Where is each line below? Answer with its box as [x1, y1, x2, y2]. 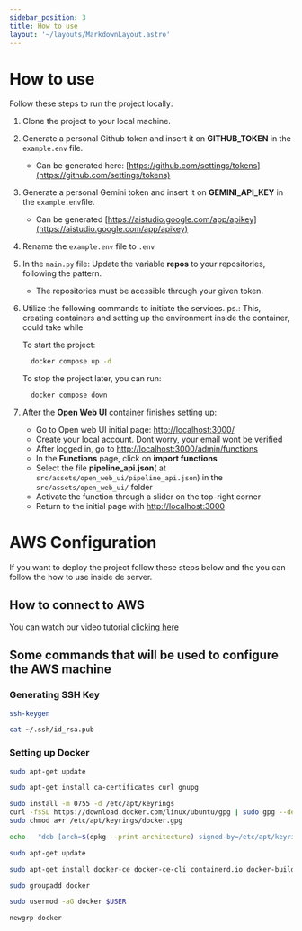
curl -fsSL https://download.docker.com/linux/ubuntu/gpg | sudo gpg [9, 808, 276, 817]
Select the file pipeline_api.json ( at [35, 462, 166, 473]
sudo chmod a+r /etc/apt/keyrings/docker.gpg [9, 816, 182, 826]
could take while [22, 322, 84, 333]
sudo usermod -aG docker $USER [9, 897, 127, 907]
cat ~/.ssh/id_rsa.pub [9, 725, 94, 734]
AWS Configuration [9, 533, 157, 553]
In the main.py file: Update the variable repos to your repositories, [22, 258, 266, 270]
